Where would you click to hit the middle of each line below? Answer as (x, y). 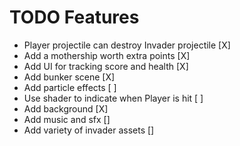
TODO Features (74, 17)
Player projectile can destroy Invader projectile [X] (127, 45)
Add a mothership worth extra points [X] (107, 55)
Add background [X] (66, 108)
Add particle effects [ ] (70, 87)
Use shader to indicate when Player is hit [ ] (113, 98)
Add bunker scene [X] (69, 77)
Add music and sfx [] (67, 119)
